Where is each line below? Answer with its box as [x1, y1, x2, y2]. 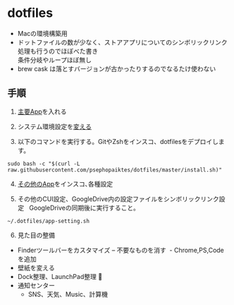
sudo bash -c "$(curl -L [7, 160, 80, 167]
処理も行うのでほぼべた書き [17, 47, 99, 55]
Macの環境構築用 [17, 29, 68, 37]
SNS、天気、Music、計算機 [27, 289, 108, 298]
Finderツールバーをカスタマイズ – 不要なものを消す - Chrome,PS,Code [17, 246, 224, 254]
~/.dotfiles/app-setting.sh [7, 217, 90, 225]
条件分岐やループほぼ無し [17, 55, 92, 64]
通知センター [17, 281, 55, 289]
